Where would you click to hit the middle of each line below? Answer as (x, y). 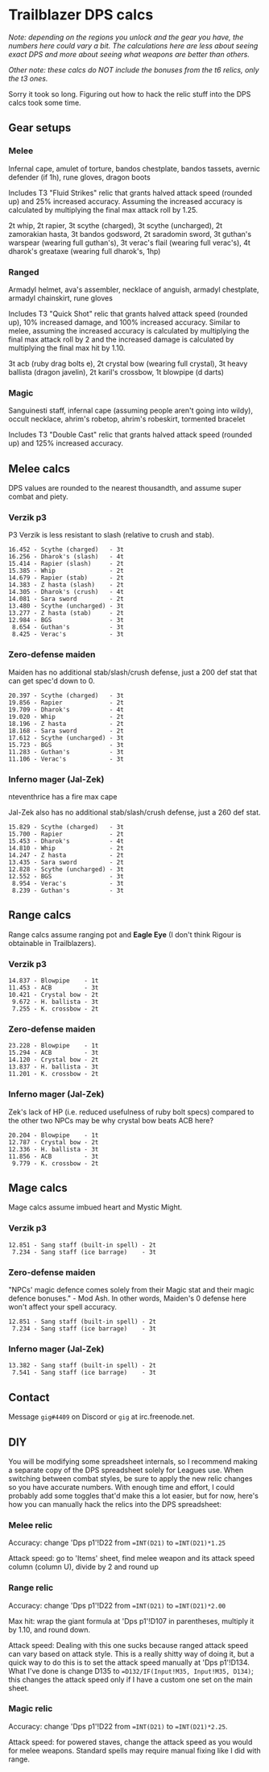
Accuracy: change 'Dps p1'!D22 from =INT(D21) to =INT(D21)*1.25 (117, 1543)
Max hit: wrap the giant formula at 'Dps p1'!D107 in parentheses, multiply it (131, 1621)
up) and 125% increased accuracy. (66, 443)
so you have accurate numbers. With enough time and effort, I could (122, 1487)
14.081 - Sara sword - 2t (66, 599)
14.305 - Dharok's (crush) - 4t (66, 592)
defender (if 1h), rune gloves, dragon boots (79, 177)
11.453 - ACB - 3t (54, 988)
